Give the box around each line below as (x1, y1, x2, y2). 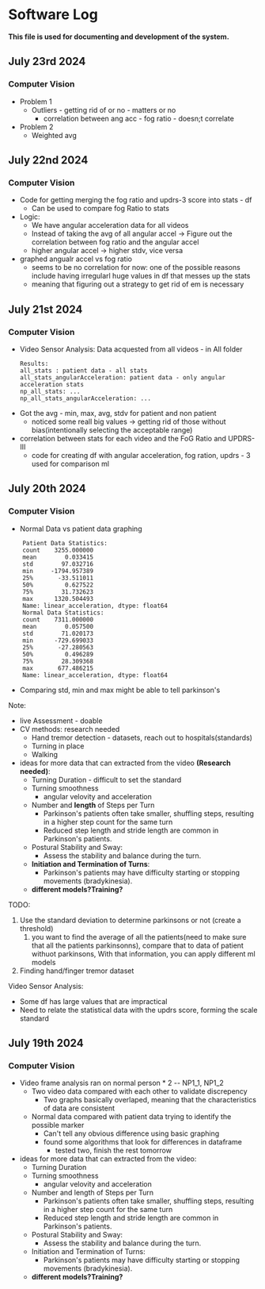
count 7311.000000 (22, 615, 93, 624)
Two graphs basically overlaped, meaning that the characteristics (43, 1095, 257, 1105)
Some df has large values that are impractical (19, 996, 168, 1006)
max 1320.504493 (22, 594, 93, 602)
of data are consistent (43, 1103, 115, 1113)
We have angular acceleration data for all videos (31, 221, 189, 230)
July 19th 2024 (8, 1037, 85, 1050)
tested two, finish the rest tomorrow (55, 1145, 172, 1156)
